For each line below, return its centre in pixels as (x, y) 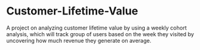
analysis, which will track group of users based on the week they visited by (100, 34)
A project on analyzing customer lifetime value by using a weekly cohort (97, 28)
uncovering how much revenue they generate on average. (79, 40)
